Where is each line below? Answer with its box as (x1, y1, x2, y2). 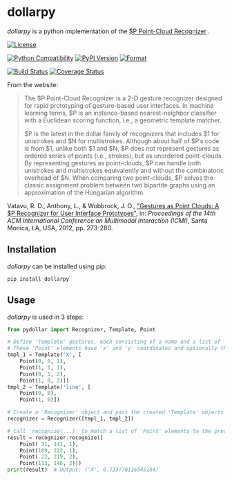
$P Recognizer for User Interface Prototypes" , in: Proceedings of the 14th (7, 209, 216, 217)
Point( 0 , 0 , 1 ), (19, 358, 67, 365)
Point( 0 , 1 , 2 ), (19, 371, 67, 378)
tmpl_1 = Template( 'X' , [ (7, 351, 81, 358)
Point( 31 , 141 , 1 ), (19, 441, 79, 447)
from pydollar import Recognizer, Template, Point (7, 326, 156, 333)
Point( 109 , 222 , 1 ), (19, 447, 79, 454)
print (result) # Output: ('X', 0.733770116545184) (7, 466, 159, 474)
